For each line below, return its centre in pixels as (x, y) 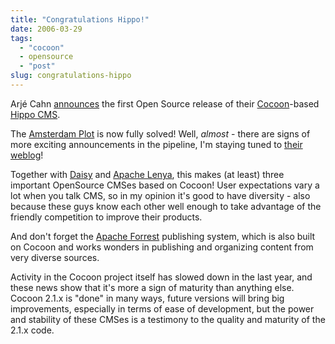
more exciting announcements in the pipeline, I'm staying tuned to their (156, 144)
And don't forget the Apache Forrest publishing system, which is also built (163, 236)
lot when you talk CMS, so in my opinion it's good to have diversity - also (160, 195)
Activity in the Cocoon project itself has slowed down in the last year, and (161, 277)
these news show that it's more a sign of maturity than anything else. (152, 287)
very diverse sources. (55, 257)
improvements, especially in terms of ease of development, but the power (162, 308)
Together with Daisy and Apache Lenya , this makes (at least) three (147, 174)
